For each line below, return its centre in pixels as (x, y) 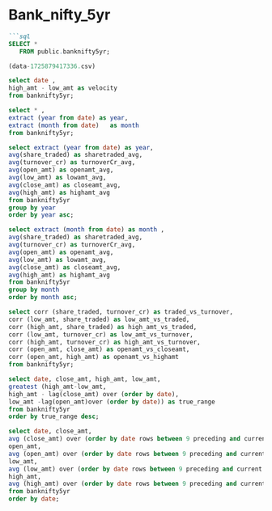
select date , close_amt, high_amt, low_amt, (85, 379)
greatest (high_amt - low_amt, (57, 386)
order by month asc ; (43, 298)
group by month (34, 290)
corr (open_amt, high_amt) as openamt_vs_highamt (94, 357)
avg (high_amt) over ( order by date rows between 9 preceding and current (137, 484)
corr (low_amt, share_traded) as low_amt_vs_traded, (99, 319)
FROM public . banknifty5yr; (65, 51)
